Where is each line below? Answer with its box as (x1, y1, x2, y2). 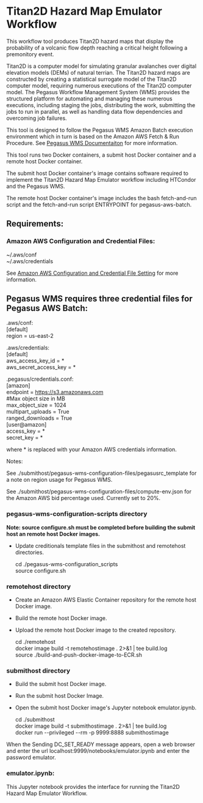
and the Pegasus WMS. (6, 182, 65, 190)
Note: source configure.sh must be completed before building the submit (6, 523, 196, 531)
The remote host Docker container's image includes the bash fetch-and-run (6, 194, 197, 201)
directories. (15, 548, 45, 556)
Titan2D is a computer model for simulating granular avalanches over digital (6, 62, 197, 70)
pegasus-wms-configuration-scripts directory (6, 510, 148, 518)
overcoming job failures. (6, 114, 67, 122)
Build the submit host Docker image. (15, 681, 107, 688)
